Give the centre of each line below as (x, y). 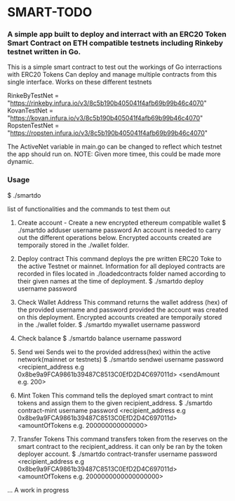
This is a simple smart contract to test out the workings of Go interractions (115, 67)
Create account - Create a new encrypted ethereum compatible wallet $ (122, 222)
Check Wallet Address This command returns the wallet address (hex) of (122, 302)
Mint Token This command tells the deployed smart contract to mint (115, 395)
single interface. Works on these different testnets (80, 82)
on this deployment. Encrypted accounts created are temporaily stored (120, 317)
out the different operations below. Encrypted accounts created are (115, 237)
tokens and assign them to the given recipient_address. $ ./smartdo (115, 402)
